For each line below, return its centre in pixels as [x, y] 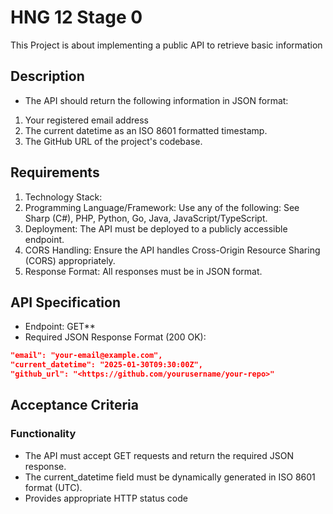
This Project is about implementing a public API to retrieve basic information [166, 45]
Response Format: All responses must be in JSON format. [143, 271]
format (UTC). [53, 487]
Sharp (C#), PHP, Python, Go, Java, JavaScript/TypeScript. [146, 218]
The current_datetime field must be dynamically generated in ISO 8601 [170, 477]
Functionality [43, 434]
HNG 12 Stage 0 [76, 17]
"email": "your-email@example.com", [86, 356]
